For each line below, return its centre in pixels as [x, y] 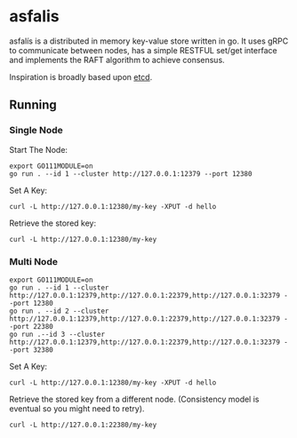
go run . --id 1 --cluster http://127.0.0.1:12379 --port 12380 [131, 174]
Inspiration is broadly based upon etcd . [81, 76]
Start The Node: [39, 149]
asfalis [34, 16]
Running [33, 105]
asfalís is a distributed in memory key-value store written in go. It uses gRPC [149, 41]
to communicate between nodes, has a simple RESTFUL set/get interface [143, 50]
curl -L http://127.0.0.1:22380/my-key [83, 425]
